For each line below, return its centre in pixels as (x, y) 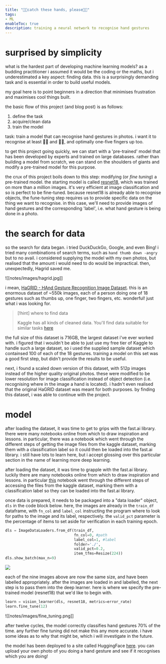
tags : (11, 14)
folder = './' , (87, 544)
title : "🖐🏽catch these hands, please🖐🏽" (48, 10)
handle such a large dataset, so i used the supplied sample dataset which (80, 348)
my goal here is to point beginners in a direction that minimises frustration (81, 92)
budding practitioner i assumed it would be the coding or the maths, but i (80, 72)
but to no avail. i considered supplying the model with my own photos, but (81, 258)
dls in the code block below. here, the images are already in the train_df (80, 505)
